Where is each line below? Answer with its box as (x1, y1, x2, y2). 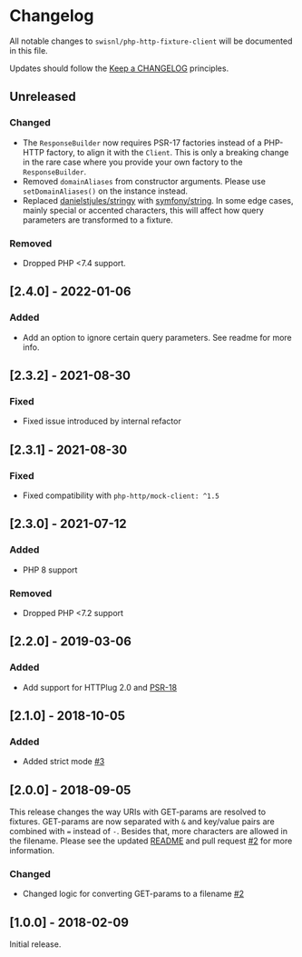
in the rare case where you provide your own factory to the (22, 156, 243, 167)
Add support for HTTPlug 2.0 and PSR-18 (22, 682, 178, 693)
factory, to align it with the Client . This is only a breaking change (46, 146, 289, 157)
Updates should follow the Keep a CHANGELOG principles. (9, 63, 229, 74)
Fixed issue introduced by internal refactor (22, 415, 181, 427)
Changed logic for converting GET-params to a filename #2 (22, 888, 245, 900)
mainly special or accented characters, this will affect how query (22, 204, 265, 215)
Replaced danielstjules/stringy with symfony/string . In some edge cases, (22, 194, 294, 205)
